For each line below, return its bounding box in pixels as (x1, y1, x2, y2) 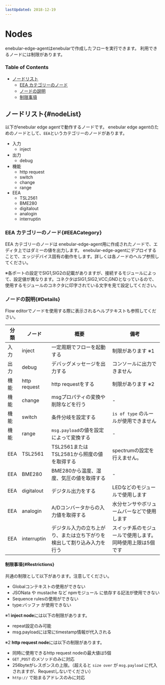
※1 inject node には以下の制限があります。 (5, 613, 90, 619)
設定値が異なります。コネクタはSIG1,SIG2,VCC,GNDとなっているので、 (13, 276, 157, 282)
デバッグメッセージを (51, 360, 101, 367)
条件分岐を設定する (51, 414, 96, 421)
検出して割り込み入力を (51, 539, 106, 546)
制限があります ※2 (112, 381, 155, 387)
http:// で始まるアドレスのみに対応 (12, 675, 85, 681)
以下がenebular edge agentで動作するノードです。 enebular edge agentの (5, 124, 155, 130)
